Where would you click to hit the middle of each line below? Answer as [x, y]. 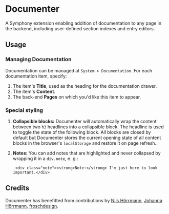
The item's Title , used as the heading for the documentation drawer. [85, 86]
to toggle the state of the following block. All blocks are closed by [82, 132]
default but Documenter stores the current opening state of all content [87, 138]
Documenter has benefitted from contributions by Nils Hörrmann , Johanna [84, 200]
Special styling [24, 110]
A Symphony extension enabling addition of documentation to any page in [83, 23]
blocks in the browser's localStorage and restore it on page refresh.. [85, 143]
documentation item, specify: [36, 76]
